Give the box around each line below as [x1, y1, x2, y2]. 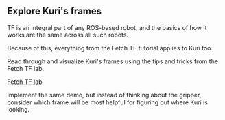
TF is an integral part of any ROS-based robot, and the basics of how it [7, 23, 207, 31]
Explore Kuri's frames [7, 5, 102, 17]
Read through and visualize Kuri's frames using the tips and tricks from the [7, 57, 218, 65]
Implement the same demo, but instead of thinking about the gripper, [7, 91, 202, 99]
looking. [7, 105, 30, 113]
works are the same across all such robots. [7, 31, 129, 39]
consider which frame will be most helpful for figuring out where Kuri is [7, 98, 208, 106]
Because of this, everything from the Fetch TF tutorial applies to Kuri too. [7, 44, 213, 52]
